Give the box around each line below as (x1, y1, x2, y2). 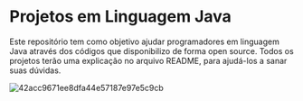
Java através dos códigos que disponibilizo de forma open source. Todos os (9, 45, 294, 56)
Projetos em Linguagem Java (9, 6, 232, 27)
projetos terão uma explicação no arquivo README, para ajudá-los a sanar (9, 55, 288, 66)
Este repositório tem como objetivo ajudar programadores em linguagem (9, 36, 280, 47)
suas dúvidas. (9, 65, 62, 76)
